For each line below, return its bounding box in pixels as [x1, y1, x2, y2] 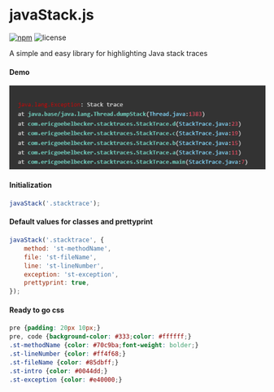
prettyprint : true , [24, 279, 90, 287]
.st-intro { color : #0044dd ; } [9, 367, 108, 375]
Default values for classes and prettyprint [9, 217, 154, 227]
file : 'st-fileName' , [24, 253, 97, 261]
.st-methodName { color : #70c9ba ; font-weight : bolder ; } [9, 342, 199, 350]
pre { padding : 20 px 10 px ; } [9, 324, 101, 333]
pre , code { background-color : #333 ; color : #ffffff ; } [9, 333, 192, 341]
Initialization [9, 181, 52, 190]
